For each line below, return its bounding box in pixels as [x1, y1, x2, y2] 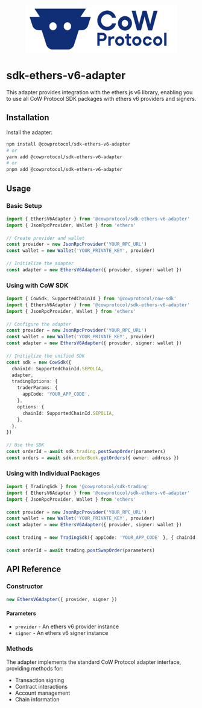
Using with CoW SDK [6, 281, 69, 289]
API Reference [6, 564, 62, 574]
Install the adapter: [6, 129, 53, 136]
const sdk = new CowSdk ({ [6, 359, 71, 365]
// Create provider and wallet [6, 235, 85, 241]
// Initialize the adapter [6, 260, 74, 266]
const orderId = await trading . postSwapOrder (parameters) [6, 547, 155, 553]
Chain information [14, 695, 60, 703]
